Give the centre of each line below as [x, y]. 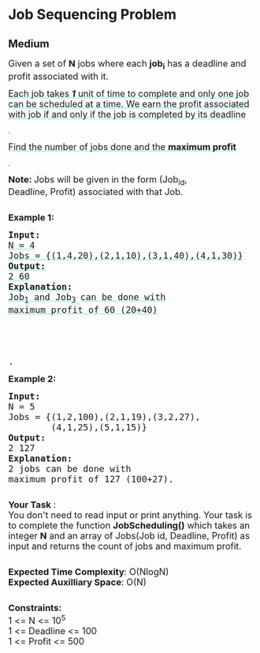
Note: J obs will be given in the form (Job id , [98, 180]
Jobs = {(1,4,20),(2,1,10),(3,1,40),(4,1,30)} [126, 256]
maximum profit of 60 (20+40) [83, 310]
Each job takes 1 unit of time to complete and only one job [129, 94]
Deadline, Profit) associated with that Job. [96, 192]
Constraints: [35, 608]
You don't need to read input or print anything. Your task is [130, 515]
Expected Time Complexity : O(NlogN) [89, 572]
